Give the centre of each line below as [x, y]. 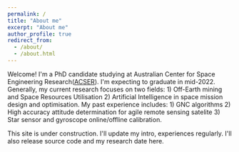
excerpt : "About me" [38, 27]
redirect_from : [30, 41]
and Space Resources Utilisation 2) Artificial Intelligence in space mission [115, 96]
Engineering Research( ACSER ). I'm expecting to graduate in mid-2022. [111, 81]
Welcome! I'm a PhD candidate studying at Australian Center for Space [111, 74]
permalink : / [27, 14]
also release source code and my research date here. [86, 141]
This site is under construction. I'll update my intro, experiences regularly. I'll [119, 133]
